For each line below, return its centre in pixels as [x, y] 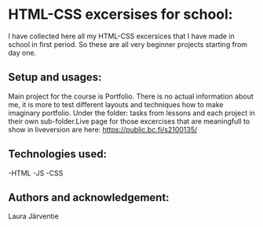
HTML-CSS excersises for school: [121, 14]
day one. [22, 52]
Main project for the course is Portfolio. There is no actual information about [131, 96]
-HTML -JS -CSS [36, 173]
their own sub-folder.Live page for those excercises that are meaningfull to [129, 121]
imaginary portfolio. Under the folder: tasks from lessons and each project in [131, 113]
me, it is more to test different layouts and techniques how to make [116, 104]
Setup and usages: [55, 77]
